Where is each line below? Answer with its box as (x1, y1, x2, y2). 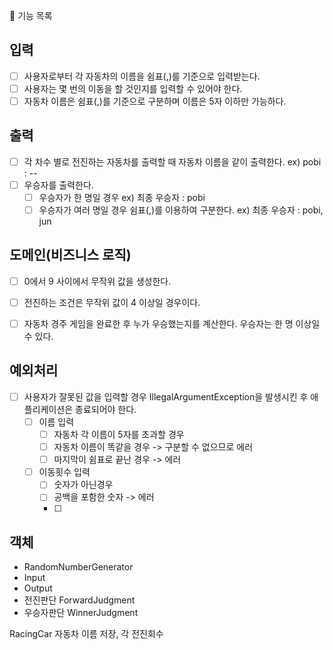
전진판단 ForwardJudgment (23, 594, 136, 606)
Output (23, 582, 53, 594)
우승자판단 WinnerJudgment (23, 607, 139, 619)
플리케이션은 (23, 403, 74, 415)
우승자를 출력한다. (23, 179, 94, 191)
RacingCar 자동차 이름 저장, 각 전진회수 (9, 628, 164, 640)
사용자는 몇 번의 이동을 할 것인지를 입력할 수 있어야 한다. (23, 82, 243, 94)
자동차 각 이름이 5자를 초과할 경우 (53, 429, 185, 440)
